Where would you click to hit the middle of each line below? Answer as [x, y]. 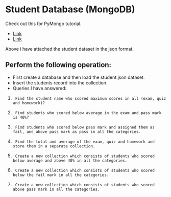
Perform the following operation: [58, 65]
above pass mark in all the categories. [56, 189]
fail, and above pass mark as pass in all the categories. [77, 132]
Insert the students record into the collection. [60, 82]
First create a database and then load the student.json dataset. [79, 77]
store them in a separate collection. [54, 146]
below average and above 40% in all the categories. [70, 160]
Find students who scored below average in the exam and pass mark [88, 113]
